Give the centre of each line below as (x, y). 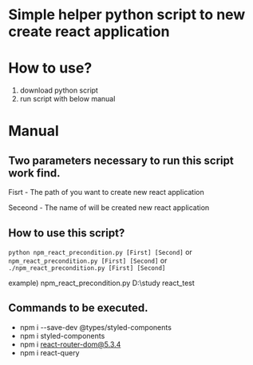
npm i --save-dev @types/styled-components (95, 327)
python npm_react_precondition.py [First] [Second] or (101, 252)
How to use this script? (67, 233)
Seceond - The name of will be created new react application (109, 208)
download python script (59, 90)
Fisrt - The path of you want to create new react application (107, 192)
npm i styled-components (62, 335)
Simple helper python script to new (127, 15)
